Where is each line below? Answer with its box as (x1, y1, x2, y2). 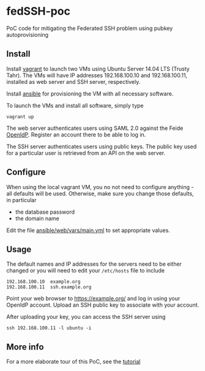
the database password (15, 208, 75, 215)
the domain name (15, 214, 60, 222)
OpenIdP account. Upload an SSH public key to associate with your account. (6, 301, 199, 309)
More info (6, 342, 44, 352)
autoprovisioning (6, 31, 49, 38)
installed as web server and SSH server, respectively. (6, 78, 141, 85)
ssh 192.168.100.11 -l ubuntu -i (6, 325, 92, 331)
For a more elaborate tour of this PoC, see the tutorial (6, 358, 141, 365)
